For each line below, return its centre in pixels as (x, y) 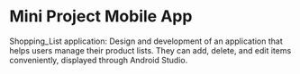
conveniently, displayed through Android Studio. (99, 60)
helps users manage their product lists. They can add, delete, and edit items (150, 50)
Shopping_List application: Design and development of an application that (146, 41)
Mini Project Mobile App (101, 16)
